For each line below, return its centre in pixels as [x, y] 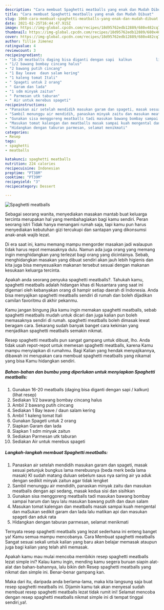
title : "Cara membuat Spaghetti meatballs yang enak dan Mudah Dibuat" [79, 14]
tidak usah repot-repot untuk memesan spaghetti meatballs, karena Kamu [79, 345]
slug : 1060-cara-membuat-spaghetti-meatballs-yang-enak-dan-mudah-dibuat [82, 19]
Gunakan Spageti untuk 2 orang [44, 421]
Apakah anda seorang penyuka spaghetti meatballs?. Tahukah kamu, [74, 279]
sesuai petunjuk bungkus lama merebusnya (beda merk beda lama [79, 470]
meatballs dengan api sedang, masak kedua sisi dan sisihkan [73, 491]
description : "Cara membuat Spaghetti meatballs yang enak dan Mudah [77, 10]
